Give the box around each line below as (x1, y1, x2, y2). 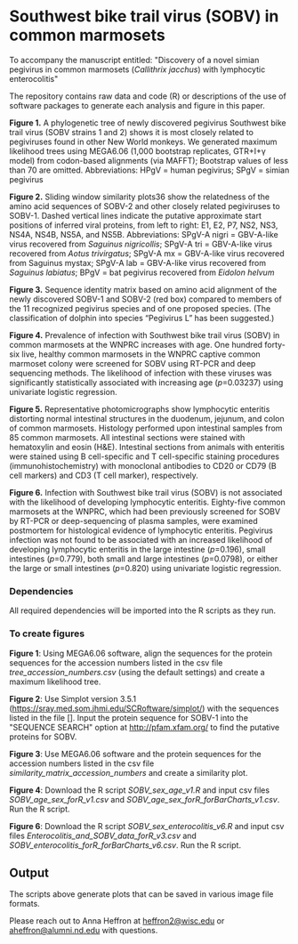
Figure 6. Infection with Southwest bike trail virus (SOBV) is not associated (9, 487, 283, 497)
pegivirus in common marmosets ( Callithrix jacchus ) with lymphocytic (9, 64, 266, 75)
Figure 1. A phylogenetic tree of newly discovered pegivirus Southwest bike (9, 117, 286, 128)
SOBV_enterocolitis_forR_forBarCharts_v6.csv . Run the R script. (9, 839, 242, 851)
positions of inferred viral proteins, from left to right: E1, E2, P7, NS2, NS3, (9, 220, 278, 230)
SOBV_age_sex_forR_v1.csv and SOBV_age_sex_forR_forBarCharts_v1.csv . (9, 794, 280, 804)
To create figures (9, 627, 85, 640)
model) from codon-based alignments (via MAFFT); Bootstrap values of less (9, 155, 289, 165)
